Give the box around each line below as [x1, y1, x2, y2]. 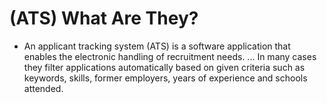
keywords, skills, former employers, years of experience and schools [23, 72, 308, 84]
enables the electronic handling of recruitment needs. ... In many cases [23, 50, 317, 62]
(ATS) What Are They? [9, 7, 199, 30]
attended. [23, 82, 64, 94]
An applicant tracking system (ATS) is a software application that [23, 40, 291, 52]
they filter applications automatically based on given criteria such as [23, 61, 306, 73]
